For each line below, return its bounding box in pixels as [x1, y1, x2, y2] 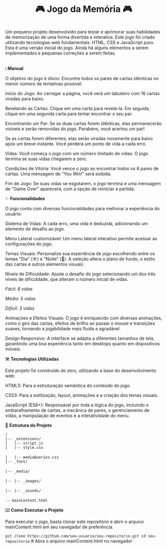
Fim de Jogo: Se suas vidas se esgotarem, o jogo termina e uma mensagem [5, 180, 161, 186]
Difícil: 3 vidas [5, 305, 35, 311]
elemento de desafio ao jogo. [5, 226, 65, 232]
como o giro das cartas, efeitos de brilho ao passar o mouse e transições [5, 320, 156, 326]
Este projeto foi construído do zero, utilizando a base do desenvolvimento [5, 367, 157, 373]
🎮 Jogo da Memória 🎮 [35, 4, 133, 15]
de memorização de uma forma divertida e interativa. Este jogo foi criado [5, 34, 156, 40]
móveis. [5, 346, 21, 352]
